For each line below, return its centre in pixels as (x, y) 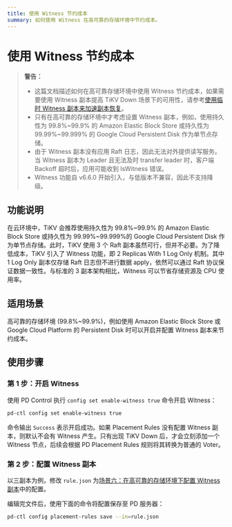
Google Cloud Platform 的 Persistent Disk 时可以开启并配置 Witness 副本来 (113, 330)
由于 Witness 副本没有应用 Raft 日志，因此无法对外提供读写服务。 (127, 152)
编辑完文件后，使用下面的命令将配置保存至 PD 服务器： (86, 504)
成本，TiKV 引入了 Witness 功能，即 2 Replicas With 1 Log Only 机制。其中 (119, 254)
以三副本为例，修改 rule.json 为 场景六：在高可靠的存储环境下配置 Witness (114, 480)
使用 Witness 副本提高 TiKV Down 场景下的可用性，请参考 (123, 100)
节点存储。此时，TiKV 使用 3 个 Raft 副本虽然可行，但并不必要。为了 (116, 245)
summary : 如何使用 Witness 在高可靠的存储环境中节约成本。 (84, 20)
